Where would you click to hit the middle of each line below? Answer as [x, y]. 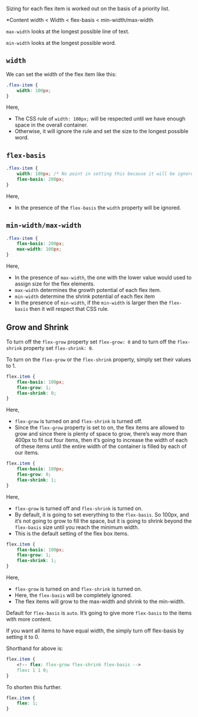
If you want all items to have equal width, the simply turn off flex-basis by [95, 631]
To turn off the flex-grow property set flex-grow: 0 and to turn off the [91, 342]
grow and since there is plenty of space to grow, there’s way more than [101, 434]
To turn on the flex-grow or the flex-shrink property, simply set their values [99, 359]
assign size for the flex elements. [55, 284]
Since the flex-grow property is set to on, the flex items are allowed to [100, 427]
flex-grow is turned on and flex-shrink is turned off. [78, 421]
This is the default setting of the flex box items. [72, 533]
